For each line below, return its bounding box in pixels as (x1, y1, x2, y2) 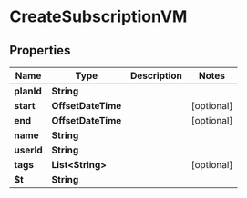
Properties (9, 43, 71, 58)
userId (14, 144, 43, 156)
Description (130, 70, 182, 82)
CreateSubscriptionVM (9, 6, 188, 27)
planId (14, 84, 43, 97)
